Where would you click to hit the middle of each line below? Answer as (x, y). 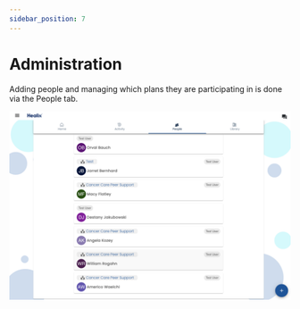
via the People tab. (44, 98)
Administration (66, 64)
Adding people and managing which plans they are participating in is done (146, 88)
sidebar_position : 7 (48, 19)
